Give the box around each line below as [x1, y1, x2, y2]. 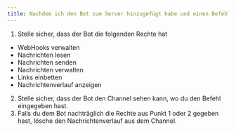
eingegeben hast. [17, 101, 69, 110]
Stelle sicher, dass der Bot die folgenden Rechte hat [17, 29, 168, 38]
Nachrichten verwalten [17, 65, 84, 74]
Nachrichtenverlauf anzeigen [17, 80, 102, 88]
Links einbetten [17, 73, 63, 81]
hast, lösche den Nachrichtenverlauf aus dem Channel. [17, 117, 177, 125]
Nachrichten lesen [17, 51, 71, 59]
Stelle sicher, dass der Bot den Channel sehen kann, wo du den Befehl [17, 94, 221, 103]
